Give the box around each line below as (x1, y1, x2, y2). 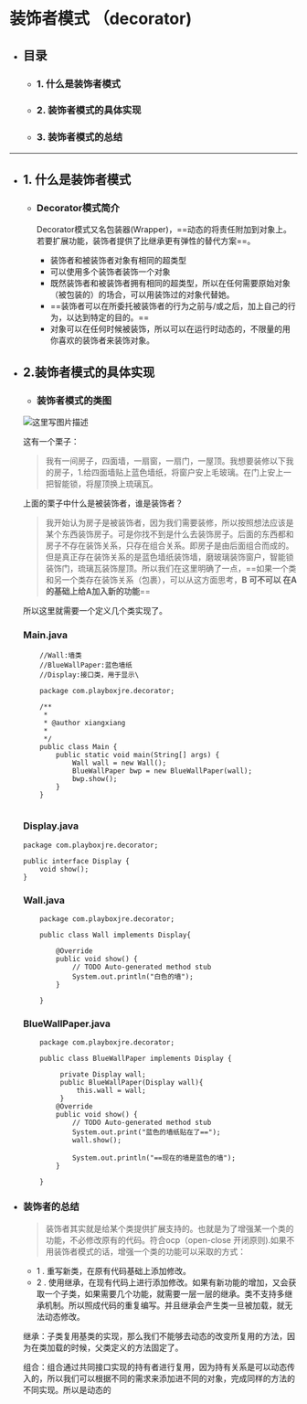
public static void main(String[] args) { (56, 751, 220, 760)
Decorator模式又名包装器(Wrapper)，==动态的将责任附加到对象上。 (36, 224, 292, 235)
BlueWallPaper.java (22, 1017, 111, 1030)
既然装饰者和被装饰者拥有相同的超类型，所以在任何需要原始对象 (49, 278, 291, 289)
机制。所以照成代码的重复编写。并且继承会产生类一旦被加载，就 (44, 1300, 285, 1311)
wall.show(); (71, 1136, 122, 1145)
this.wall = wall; (76, 1086, 146, 1096)
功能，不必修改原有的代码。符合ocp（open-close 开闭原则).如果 (45, 1234, 287, 1245)
